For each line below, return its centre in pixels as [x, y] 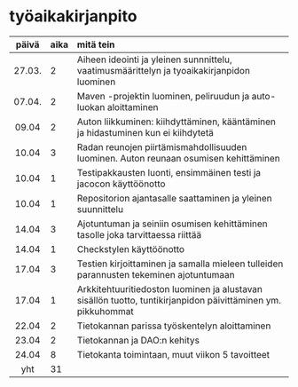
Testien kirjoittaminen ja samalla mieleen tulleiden [180, 264]
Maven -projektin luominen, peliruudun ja [163, 96]
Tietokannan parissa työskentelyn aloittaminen [174, 326]
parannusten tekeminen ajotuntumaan [156, 274]
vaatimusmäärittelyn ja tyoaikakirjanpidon [164, 70]
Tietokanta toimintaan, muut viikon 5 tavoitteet [173, 354]
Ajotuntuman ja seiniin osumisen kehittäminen [172, 224]
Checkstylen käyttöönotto [130, 249]
